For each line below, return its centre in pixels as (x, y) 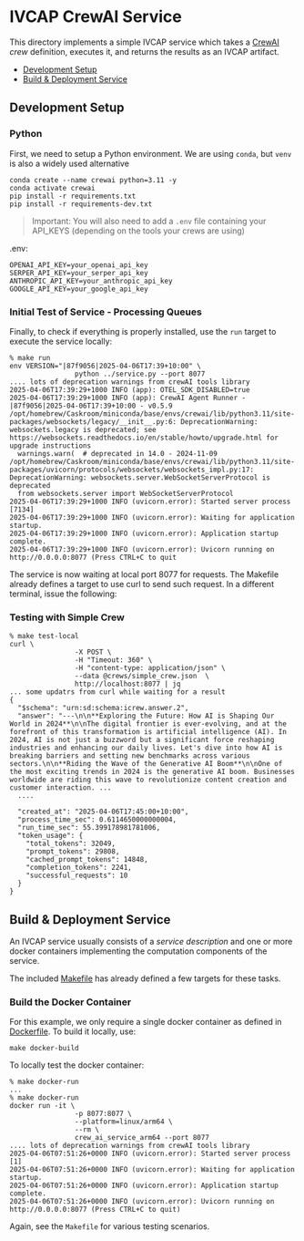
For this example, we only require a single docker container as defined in (146, 1022)
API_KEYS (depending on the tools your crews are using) (138, 231)
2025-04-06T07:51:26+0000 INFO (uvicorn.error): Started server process (150, 1154)
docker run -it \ (42, 1106)
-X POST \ (93, 652)
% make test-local (44, 636)
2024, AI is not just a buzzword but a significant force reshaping (142, 740)
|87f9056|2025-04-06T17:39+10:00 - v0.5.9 (91, 406)
